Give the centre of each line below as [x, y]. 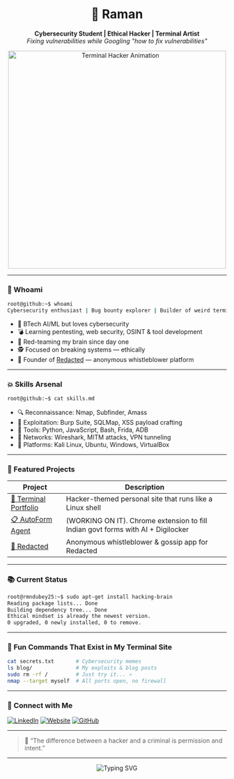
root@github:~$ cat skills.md [51, 399]
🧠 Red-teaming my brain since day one [73, 342]
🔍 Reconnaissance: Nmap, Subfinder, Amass [82, 413]
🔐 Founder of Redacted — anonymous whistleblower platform [106, 359]
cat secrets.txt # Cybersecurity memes [74, 662]
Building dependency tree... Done [57, 610]
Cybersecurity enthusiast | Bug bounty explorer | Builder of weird [109, 311]
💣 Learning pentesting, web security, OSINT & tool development [110, 331]
